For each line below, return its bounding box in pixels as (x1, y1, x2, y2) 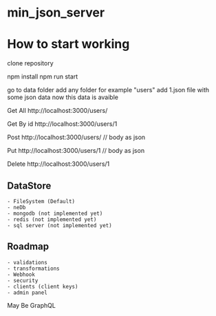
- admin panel (7, 289, 48, 296)
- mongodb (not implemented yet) (7, 210, 103, 217)
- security (7, 277, 39, 284)
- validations (7, 259, 48, 266)
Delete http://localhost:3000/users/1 (7, 160, 110, 168)
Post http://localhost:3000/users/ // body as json (7, 133, 146, 142)
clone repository (7, 59, 54, 67)
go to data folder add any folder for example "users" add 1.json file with (7, 86, 210, 94)
